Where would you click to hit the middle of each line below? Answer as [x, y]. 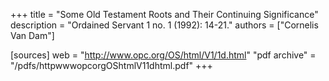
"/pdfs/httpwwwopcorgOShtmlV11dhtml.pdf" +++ [111, 65]
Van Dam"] [32, 35]
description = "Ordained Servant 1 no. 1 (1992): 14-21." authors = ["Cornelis [164, 25]
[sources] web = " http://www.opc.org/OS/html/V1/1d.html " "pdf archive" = [163, 55]
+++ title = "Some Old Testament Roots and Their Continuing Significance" [164, 14]
